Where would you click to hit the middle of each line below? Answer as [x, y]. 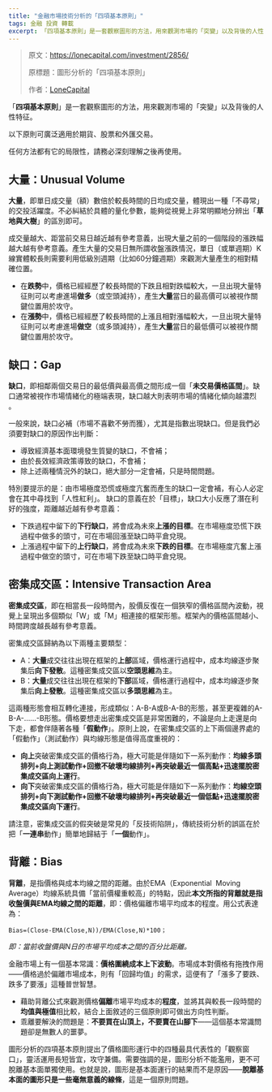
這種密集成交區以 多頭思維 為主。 [123, 690]
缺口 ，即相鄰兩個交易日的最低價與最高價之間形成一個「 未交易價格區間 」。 [131, 386]
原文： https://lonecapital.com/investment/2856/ [108, 55]
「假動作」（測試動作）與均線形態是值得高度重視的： [95, 738]
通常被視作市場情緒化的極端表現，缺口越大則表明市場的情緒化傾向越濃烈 [136, 396]
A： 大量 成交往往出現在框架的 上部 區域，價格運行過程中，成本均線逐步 [136, 660]
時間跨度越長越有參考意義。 [55, 625]
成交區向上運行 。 [56, 775]
